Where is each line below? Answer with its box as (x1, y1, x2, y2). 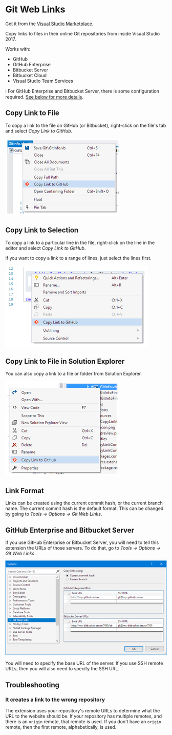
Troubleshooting (5, 681, 60, 689)
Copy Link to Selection (5, 226, 79, 235)
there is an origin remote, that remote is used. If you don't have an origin (5, 719, 161, 725)
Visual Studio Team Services (12, 78, 73, 84)
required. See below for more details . (5, 93, 83, 100)
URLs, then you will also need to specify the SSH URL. (5, 666, 119, 672)
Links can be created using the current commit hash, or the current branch (5, 500, 163, 506)
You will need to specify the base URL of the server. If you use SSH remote (5, 660, 163, 666)
